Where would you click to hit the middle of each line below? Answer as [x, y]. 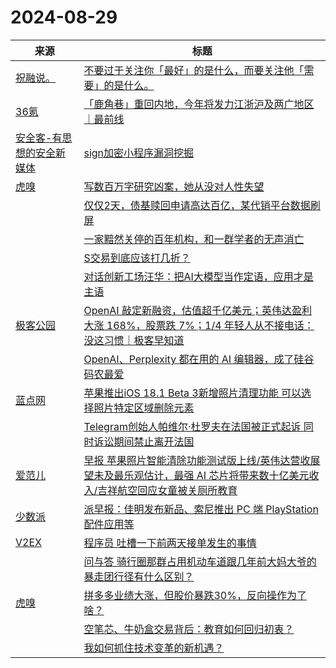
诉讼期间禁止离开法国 [144, 441]
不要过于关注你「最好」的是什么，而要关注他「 [194, 70]
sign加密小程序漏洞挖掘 [139, 153]
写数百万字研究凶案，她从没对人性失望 [174, 186]
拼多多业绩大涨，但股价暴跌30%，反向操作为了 [195, 595]
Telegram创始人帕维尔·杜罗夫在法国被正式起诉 [192, 426]
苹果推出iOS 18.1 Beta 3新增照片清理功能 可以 [192, 393]
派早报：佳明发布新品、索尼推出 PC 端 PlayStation [201, 509]
